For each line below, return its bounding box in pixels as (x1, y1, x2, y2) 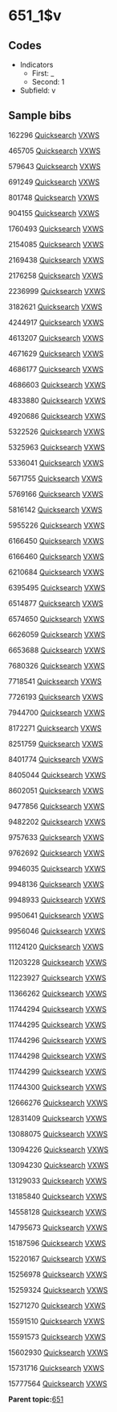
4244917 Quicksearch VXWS (8, 317, 104, 327)
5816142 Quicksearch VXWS (8, 504, 103, 514)
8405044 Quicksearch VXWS (8, 770, 107, 780)
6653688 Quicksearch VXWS (8, 645, 106, 655)
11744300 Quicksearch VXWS (8, 1082, 107, 1091)
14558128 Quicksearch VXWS (8, 1207, 107, 1216)
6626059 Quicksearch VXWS (8, 629, 106, 639)
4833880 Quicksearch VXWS (8, 395, 106, 405)
